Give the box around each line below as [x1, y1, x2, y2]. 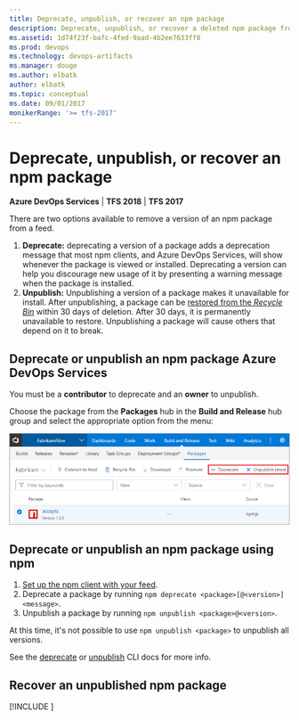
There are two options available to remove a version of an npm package [9, 214, 273, 225]
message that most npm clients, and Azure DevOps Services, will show [21, 250, 283, 260]
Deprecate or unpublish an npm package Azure [9, 351, 277, 366]
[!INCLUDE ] [9, 701, 54, 712]
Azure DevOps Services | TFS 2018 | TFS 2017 [9, 196, 184, 207]
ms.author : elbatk [9, 71, 77, 80]
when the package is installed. [21, 278, 134, 289]
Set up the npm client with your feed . [21, 579, 158, 590]
